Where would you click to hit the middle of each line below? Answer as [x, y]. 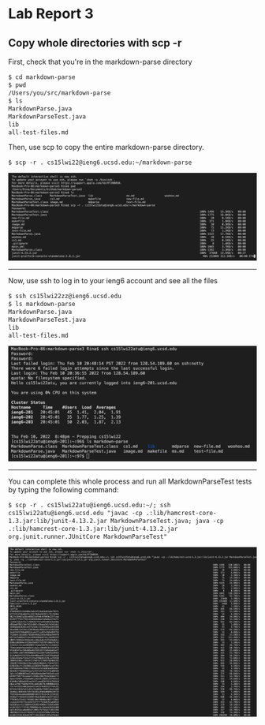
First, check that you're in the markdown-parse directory [100, 62]
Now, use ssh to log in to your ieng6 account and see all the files [113, 281]
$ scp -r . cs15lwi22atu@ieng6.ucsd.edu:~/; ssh [90, 505]
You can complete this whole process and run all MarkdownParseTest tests [130, 481]
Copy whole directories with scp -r [95, 43]
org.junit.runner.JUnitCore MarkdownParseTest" [88, 536]
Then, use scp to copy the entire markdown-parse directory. [106, 147]
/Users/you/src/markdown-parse [60, 93]
